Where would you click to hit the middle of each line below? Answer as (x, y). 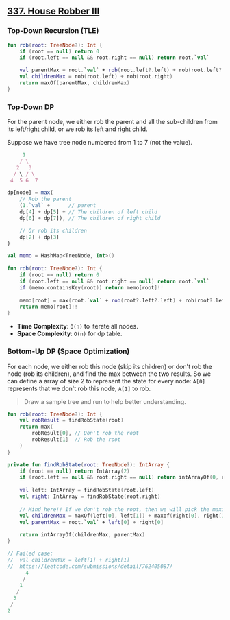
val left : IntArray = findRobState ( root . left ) (87, 490)
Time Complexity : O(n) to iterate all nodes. (77, 326)
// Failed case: (30, 554)
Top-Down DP (31, 107)
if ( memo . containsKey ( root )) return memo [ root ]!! (92, 287)
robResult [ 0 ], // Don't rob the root (85, 433)
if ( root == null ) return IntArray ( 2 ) (75, 471)
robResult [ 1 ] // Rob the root (76, 440)
